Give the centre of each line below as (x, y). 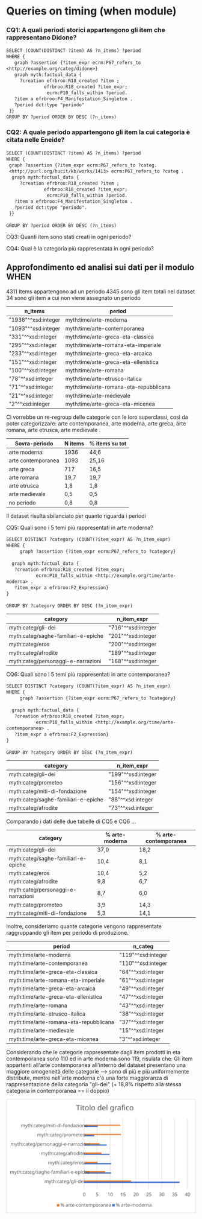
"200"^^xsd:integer (133, 645)
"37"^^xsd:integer (142, 1022)
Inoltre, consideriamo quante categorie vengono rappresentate (84, 926)
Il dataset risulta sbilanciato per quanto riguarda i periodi (76, 516)
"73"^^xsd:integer (131, 808)
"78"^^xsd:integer (31, 379)
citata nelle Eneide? (35, 140)
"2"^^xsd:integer (29, 404)
